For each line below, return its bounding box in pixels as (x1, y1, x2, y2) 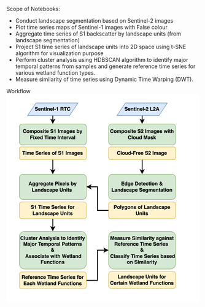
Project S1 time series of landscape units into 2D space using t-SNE (15, 43, 187, 50)
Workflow (6, 88, 31, 94)
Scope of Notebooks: (6, 6, 60, 12)
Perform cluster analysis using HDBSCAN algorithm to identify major (15, 56, 188, 63)
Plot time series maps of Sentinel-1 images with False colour (15, 24, 168, 31)
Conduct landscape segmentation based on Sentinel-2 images (15, 17, 174, 24)
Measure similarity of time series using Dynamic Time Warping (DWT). (15, 76, 193, 83)
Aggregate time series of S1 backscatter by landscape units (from (15, 30, 182, 37)
